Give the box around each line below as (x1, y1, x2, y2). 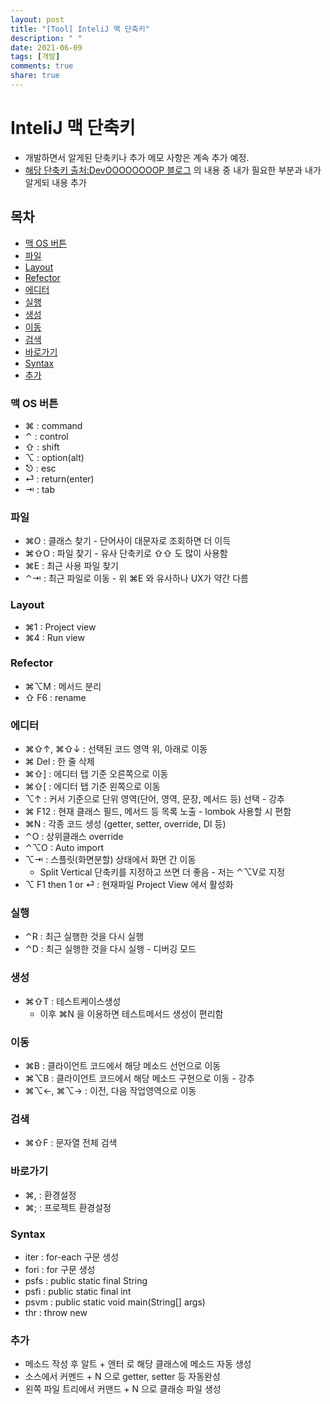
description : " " (10, 33, 83, 43)
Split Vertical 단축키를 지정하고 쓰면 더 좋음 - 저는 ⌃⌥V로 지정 (39, 866, 286, 878)
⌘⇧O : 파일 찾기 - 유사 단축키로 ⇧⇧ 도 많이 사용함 (24, 547, 228, 560)
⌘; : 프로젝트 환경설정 (24, 1201, 112, 1213)
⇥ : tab (24, 483, 55, 495)
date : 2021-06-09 (10, 42, 83, 53)
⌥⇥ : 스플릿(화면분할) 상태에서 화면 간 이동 (24, 854, 197, 866)
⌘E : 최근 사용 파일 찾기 (24, 560, 119, 572)
